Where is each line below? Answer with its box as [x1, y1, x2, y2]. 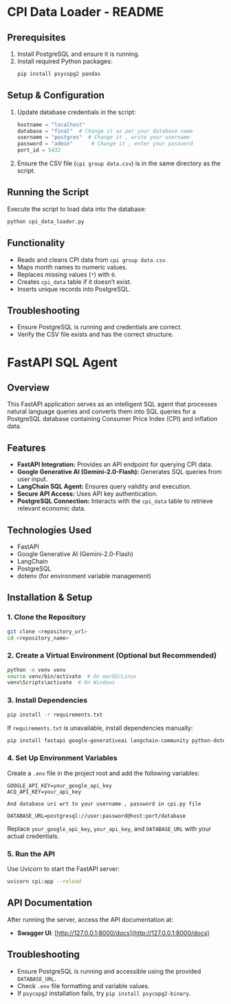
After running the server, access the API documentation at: [7, 915, 174, 923]
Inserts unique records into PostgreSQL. [16, 285, 131, 293]
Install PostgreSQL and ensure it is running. [16, 50, 140, 58]
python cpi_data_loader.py [7, 218, 85, 225]
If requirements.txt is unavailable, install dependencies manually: [7, 724, 193, 732]
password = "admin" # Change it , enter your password [16, 141, 193, 147]
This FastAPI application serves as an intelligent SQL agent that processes [7, 400, 218, 409]
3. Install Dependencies [7, 695, 88, 705]
